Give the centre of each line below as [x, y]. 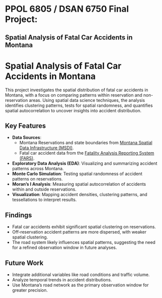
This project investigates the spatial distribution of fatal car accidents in [77, 90]
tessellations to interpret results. [44, 200]
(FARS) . [27, 158]
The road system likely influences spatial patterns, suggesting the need [84, 242]
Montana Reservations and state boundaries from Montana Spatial [86, 143]
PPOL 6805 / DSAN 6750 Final [67, 9]
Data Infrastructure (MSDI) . [46, 148]
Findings [19, 215]
